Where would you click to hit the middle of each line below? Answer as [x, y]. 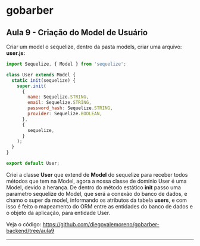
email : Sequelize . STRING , [60, 103]
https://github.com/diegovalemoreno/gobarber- [101, 224]
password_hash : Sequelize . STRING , [70, 108]
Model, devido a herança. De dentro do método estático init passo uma [94, 187]
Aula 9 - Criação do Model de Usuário [77, 33]
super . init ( [32, 86]
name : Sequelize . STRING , [58, 97]
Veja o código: [24, 224]
